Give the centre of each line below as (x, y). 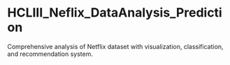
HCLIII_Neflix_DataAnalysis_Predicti (115, 13)
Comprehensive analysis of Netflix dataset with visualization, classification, (115, 46)
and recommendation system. (50, 54)
